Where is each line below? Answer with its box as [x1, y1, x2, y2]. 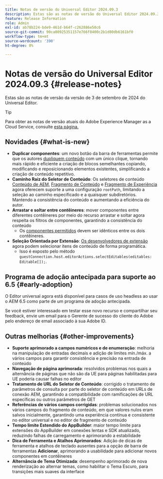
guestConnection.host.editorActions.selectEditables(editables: [19, 255, 152, 259]
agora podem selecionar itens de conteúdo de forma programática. [12, 243, 147, 249]
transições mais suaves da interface [12, 469, 84, 474]
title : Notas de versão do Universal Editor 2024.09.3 [5, 7, 118, 12]
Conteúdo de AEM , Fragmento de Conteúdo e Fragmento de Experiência [12, 181, 158, 187]
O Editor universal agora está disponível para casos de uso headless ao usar [5, 293, 158, 299]
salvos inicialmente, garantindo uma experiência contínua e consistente [12, 412, 155, 417]
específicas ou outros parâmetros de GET [12, 397, 96, 402]
